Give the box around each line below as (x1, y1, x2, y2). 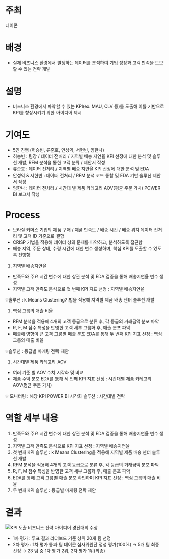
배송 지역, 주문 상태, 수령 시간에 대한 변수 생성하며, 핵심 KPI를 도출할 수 (12, 245, 152, 251)
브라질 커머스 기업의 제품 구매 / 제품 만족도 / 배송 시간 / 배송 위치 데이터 (12, 226, 153, 233)
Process (5, 209, 40, 221)
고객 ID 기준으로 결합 (23, 233, 65, 239)
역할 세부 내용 (5, 412, 59, 424)
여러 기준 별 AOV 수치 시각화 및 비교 (12, 369, 84, 375)
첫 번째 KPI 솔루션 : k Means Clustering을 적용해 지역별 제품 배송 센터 (12, 449, 151, 455)
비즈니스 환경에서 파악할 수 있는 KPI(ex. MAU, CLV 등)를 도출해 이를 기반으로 (12, 103, 164, 109)
